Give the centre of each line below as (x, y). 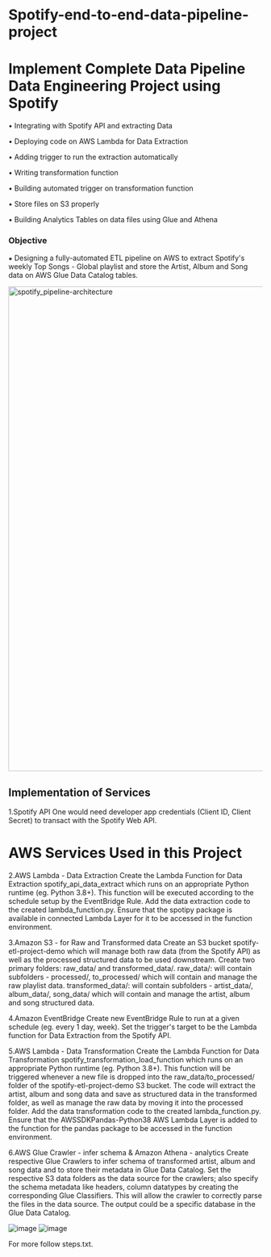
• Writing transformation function (63, 173)
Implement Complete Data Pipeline (127, 69)
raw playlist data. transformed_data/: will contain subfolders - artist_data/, (131, 986)
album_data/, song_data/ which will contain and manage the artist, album (129, 994)
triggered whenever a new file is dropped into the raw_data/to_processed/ (132, 1077)
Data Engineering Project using (115, 86)
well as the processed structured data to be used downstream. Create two (132, 960)
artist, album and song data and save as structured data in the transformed (133, 1094)
